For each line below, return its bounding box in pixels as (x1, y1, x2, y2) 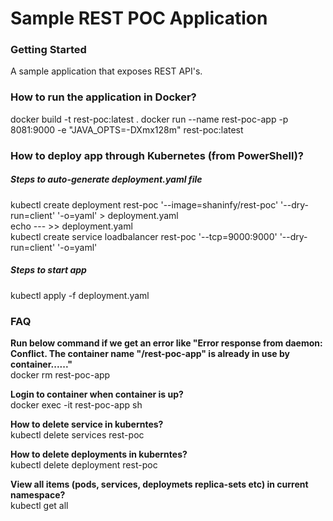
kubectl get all (10, 499, 69, 511)
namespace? (10, 488, 66, 501)
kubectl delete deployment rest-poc (10, 458, 158, 471)
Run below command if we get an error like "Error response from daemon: (10, 337, 323, 349)
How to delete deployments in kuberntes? (10, 448, 188, 460)
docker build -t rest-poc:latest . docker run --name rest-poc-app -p (10, 113, 289, 125)
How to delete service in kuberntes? (10, 418, 164, 430)
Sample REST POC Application (10, 7, 268, 30)
